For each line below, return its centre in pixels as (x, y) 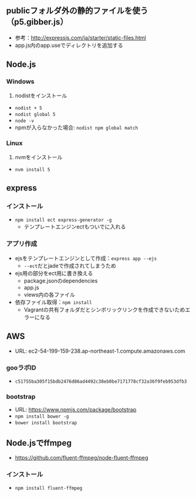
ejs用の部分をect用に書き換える (54, 273)
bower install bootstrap (46, 423)
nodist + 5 (28, 108)
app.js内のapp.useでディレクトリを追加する (69, 45)
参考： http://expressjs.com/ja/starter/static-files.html (80, 37)
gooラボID (21, 367)
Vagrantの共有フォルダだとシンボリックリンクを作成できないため (104, 309)
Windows (20, 82)
